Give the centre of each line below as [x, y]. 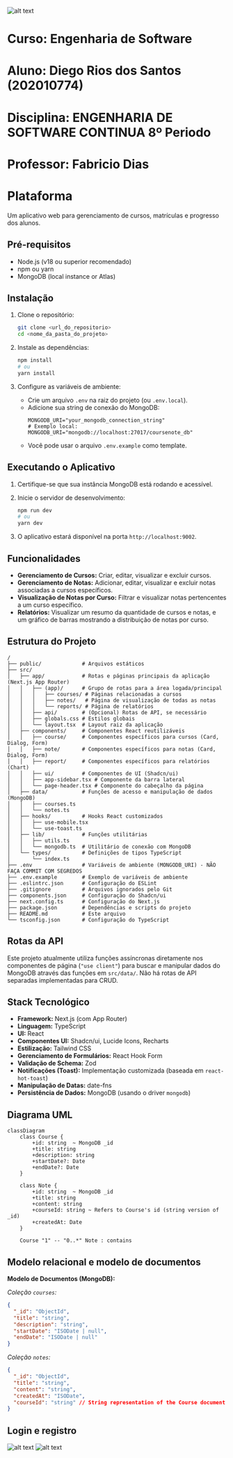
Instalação [31, 298]
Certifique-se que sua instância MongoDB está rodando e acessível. [115, 484]
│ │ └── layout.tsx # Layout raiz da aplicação [85, 725]
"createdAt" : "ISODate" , [49, 1396]
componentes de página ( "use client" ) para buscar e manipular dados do [114, 965]
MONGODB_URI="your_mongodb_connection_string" [96, 420]
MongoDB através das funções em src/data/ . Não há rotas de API [102, 973]
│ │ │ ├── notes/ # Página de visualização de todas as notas [112, 700]
